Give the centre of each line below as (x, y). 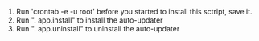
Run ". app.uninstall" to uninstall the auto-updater (98, 29)
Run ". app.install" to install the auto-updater (89, 20)
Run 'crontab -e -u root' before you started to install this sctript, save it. (134, 12)
